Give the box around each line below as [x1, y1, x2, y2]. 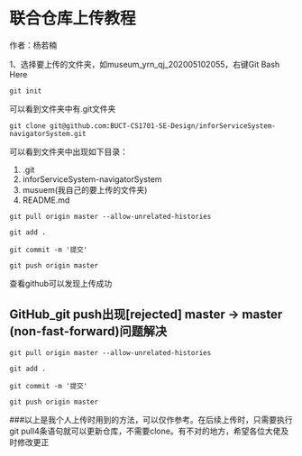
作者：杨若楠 [9, 40, 57, 50]
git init [9, 87, 42, 96]
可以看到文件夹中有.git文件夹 [9, 103, 116, 114]
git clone [9, 121, 47, 131]
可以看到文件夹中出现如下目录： [9, 146, 128, 157]
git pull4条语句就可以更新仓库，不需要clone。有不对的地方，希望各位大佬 [9, 425, 281, 436]
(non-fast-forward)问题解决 [9, 324, 168, 339]
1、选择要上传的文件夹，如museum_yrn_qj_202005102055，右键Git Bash [9, 59, 280, 69]
